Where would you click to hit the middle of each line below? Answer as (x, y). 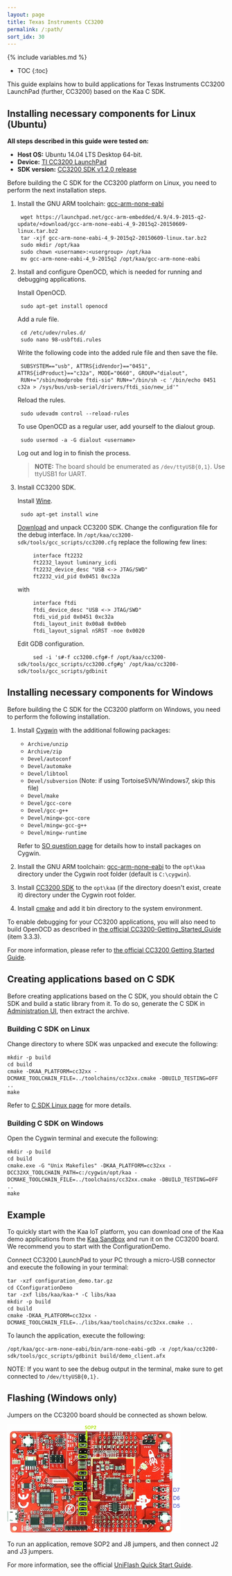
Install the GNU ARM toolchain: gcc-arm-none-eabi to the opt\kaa (111, 866)
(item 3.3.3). (25, 936)
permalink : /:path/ (35, 29)
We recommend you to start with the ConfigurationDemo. (89, 1246)
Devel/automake (49, 766)
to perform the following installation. (59, 717)
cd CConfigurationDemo (40, 1288)
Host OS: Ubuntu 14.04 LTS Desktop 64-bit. (80, 155)
